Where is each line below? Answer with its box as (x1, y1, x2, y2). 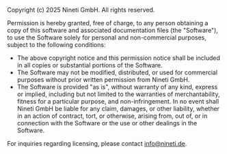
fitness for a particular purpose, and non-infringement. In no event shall (16, 97, 219, 105)
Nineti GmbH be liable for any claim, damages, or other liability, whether (16, 105, 220, 112)
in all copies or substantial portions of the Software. (16, 61, 163, 69)
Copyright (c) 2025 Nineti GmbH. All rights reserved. (7, 6, 155, 14)
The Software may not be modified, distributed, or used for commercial (16, 68, 217, 76)
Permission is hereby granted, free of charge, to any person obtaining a (7, 19, 209, 27)
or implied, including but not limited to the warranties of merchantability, (16, 90, 220, 98)
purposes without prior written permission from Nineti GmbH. (16, 76, 190, 84)
